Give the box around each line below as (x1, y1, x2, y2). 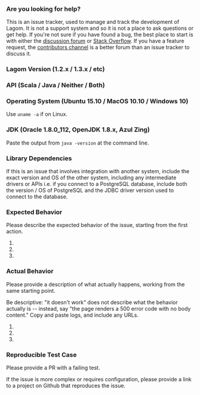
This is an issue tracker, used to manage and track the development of (6, 19, 180, 26)
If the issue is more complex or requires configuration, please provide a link (6, 375, 192, 382)
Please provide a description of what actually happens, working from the (6, 280, 185, 288)
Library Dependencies (6, 154, 72, 163)
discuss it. (6, 50, 32, 57)
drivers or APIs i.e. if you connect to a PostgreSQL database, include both (6, 180, 187, 188)
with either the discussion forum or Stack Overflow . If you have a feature (6, 38, 185, 45)
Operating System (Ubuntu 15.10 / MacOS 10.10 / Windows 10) (6, 97, 189, 106)
